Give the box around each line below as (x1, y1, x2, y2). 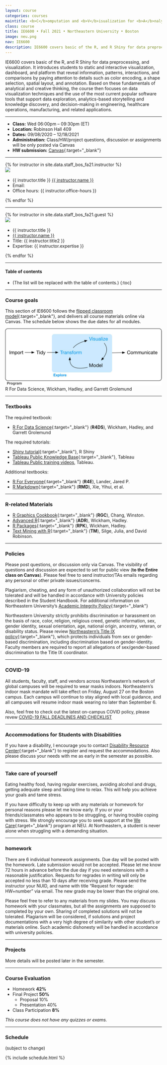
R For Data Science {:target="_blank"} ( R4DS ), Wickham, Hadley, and (12, 424, 154, 430)
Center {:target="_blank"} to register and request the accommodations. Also (5, 747, 160, 753)
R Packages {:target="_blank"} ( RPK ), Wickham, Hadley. (12, 523, 127, 529)
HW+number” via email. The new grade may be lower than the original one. (5, 888, 160, 894)
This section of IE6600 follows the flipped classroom (5, 308, 113, 314)
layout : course (5, 8, 37, 13)
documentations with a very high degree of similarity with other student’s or (5, 919, 161, 925)
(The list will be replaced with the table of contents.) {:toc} (12, 279, 132, 285)
